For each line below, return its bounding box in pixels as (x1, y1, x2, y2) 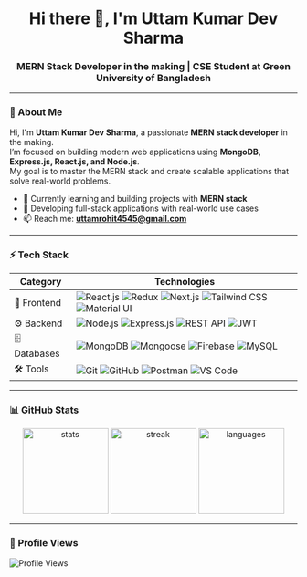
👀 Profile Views (9, 537, 79, 550)
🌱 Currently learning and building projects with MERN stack (22, 193, 248, 204)
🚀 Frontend (14, 297, 62, 309)
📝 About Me (9, 106, 63, 119)
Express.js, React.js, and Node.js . (9, 155, 140, 167)
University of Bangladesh (95, 72, 212, 85)
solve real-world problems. (9, 175, 111, 186)
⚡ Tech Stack (9, 248, 69, 261)
